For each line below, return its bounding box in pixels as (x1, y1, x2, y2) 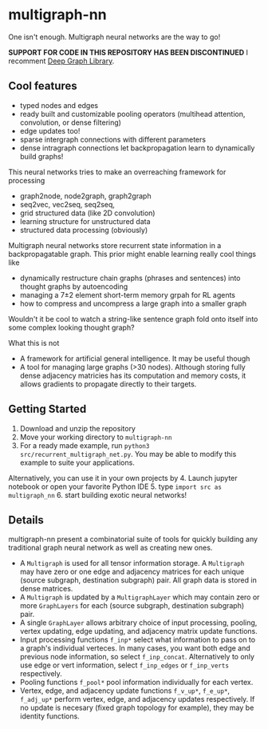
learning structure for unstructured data (19, 216, 151, 226)
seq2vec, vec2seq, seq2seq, (19, 199, 116, 209)
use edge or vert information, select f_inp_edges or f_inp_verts (19, 660, 230, 670)
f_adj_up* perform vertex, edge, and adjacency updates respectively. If (19, 695, 255, 704)
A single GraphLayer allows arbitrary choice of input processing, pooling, (19, 618, 258, 627)
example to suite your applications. (19, 458, 136, 467)
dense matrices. (19, 584, 73, 594)
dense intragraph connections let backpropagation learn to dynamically (19, 142, 255, 153)
